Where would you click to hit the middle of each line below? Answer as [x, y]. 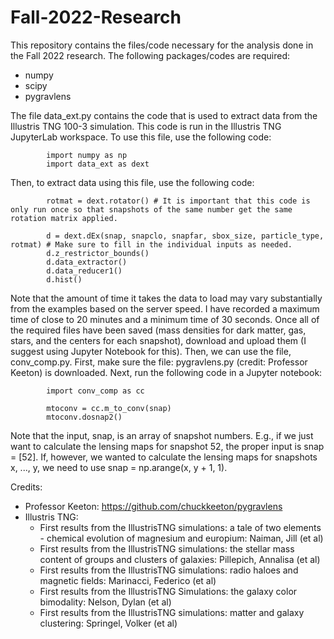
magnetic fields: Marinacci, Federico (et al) [128, 580]
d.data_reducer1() [84, 271]
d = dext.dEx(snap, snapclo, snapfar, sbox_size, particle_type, [185, 236]
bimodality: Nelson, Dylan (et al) [105, 602]
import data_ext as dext [98, 164]
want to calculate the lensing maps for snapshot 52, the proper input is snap [167, 446]
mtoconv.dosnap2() [84, 417]
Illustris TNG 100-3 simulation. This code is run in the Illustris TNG [146, 126]
